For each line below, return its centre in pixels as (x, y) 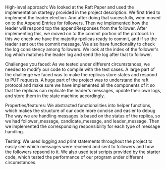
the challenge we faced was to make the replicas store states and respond (81, 75)
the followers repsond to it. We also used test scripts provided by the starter (83, 152)
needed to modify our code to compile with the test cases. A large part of (80, 69)
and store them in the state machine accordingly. (55, 96)
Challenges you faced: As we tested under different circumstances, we (78, 64)
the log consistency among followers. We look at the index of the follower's (82, 49)
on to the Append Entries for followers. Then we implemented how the (77, 23)
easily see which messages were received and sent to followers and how (80, 146)
